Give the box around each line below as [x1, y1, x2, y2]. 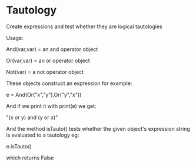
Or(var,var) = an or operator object [6, 57, 90, 64]
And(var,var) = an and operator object [6, 45, 98, 53]
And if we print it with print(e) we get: [6, 102, 97, 109]
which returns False [6, 154, 54, 161]
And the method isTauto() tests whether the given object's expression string [6, 125, 190, 132]
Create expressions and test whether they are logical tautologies [6, 23, 163, 30]
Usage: [6, 34, 24, 41]
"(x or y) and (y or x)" [6, 114, 58, 121]
